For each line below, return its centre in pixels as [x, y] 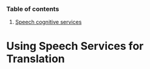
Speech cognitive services [48, 22]
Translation [36, 59]
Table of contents [33, 9]
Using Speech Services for [75, 46]
